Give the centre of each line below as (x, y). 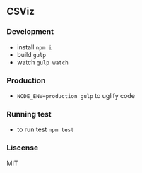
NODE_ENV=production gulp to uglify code (76, 95)
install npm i (34, 47)
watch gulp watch (42, 62)
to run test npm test (46, 129)
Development (30, 32)
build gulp (31, 54)
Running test (29, 114)
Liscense (23, 148)
